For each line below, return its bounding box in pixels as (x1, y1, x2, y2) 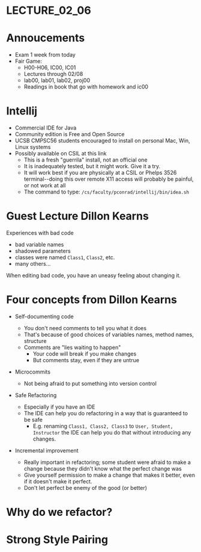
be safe (23, 416, 43, 423)
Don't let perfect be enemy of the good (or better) (23, 484, 148, 491)
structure (23, 337, 47, 344)
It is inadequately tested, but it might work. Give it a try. (23, 163, 161, 170)
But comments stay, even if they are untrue (32, 356, 140, 363)
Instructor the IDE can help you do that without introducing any (32, 428, 191, 436)
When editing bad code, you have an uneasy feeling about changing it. (6, 272, 181, 279)
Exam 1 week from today (14, 51, 76, 58)
